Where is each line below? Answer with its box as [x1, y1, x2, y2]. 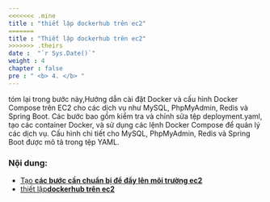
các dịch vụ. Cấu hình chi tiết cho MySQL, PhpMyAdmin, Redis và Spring [8, 128, 251, 138]
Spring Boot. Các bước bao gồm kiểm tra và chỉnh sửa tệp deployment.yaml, [8, 111, 263, 121]
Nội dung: [8, 157, 49, 168]
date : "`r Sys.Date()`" [8, 49, 95, 57]
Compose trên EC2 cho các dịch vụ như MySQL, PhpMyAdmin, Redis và [8, 103, 249, 112]
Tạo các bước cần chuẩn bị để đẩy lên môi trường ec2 [19, 175, 203, 185]
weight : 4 [8, 57, 45, 65]
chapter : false [8, 65, 63, 73]
